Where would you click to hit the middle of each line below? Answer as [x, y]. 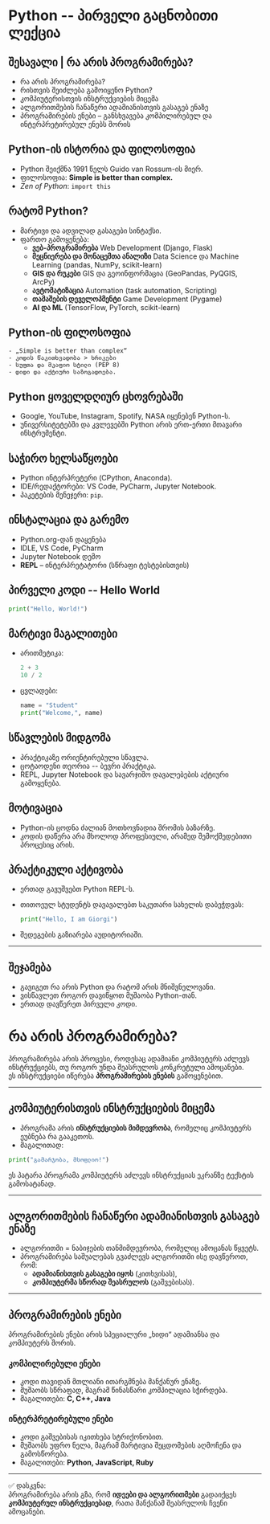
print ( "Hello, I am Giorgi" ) [69, 919]
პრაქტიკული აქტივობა [66, 870]
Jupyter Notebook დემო [60, 556]
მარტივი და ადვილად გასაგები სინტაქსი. [91, 231]
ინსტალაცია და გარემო [69, 520]
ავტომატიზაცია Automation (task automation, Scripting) [125, 290]
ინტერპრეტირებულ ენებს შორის [75, 124]
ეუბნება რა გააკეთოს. [57, 1136]
